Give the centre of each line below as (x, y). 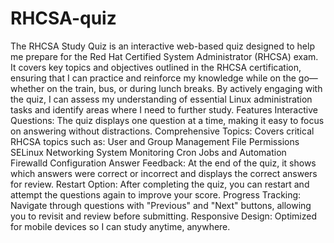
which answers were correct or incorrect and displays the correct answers (164, 173)
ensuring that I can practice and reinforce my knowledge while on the (153, 78)
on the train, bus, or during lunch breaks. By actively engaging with (184, 88)
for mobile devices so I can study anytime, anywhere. (120, 226)
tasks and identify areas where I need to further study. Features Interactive (164, 109)
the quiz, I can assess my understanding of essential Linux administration (161, 99)
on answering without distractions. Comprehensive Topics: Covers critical (162, 131)
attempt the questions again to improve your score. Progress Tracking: (156, 194)
